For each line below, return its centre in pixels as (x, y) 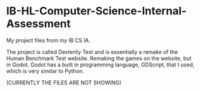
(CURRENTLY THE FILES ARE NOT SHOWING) (64, 83)
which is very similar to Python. (45, 71)
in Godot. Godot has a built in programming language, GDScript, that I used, (100, 65)
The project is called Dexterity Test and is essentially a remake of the (92, 51)
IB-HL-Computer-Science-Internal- (96, 11)
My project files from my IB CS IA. (48, 40)
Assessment (38, 24)
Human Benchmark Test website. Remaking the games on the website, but (99, 58)
